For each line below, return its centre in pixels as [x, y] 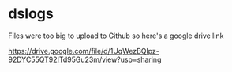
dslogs [31, 14]
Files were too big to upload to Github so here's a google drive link [116, 36]
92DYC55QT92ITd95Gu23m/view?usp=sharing [85, 59]
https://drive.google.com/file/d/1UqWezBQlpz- [84, 51]
